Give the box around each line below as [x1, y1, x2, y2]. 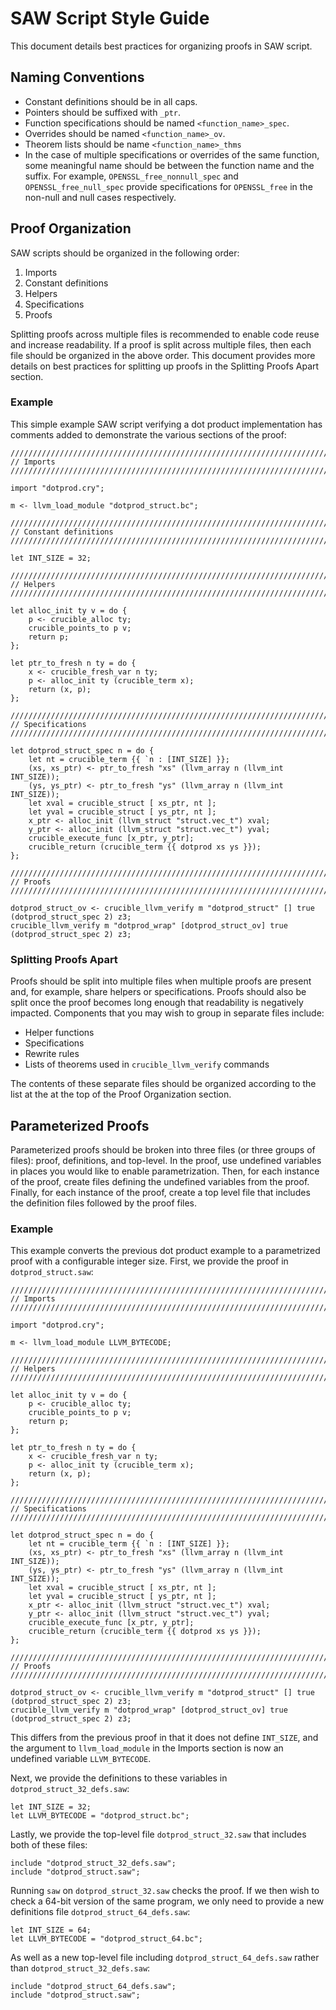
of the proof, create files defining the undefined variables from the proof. [10, 1175, 310, 1187]
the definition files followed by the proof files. [10, 1197, 198, 1209]
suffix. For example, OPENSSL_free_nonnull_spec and [24, 170, 239, 182]
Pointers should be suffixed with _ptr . [24, 106, 182, 118]
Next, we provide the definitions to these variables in [10, 1772, 228, 1784]
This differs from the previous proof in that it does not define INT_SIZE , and [10, 1732, 319, 1744]
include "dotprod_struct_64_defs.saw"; [10, 1982, 177, 1992]
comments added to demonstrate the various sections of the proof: [10, 428, 287, 441]
